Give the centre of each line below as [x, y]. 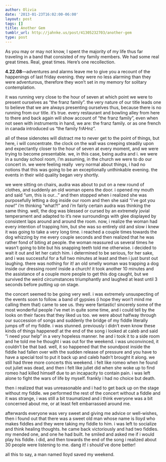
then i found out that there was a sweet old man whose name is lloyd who [80, 418]
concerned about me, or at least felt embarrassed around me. [68, 404]
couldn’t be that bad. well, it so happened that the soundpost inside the [78, 347]
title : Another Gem [25, 28]
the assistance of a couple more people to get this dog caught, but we [77, 274]
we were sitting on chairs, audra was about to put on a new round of [75, 184]
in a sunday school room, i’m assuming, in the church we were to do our [79, 159]
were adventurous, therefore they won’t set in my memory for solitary [76, 82]
